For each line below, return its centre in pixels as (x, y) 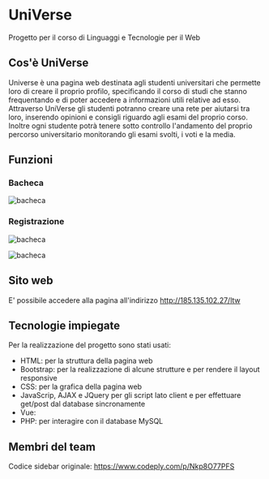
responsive (39, 378)
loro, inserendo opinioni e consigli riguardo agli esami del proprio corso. (128, 117)
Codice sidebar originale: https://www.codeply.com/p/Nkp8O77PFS (122, 466)
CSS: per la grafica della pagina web (81, 386)
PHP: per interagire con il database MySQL (92, 421)
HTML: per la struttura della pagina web (86, 361)
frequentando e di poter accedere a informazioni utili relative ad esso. (125, 100)
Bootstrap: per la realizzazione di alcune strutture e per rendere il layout (140, 369)
